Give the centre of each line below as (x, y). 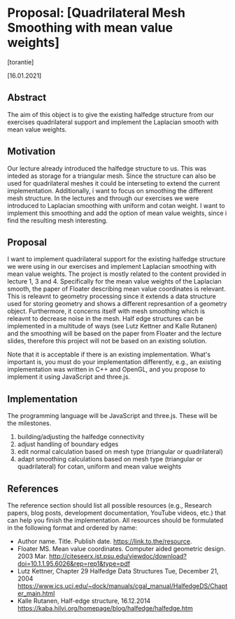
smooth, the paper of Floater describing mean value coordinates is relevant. (116, 289)
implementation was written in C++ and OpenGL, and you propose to (106, 370)
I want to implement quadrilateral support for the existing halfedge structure (116, 259)
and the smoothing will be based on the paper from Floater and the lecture (114, 333)
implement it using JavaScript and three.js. (69, 377)
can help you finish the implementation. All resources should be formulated (115, 520)
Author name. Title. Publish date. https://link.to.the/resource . (105, 541)
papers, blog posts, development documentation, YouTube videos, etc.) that (116, 513)
